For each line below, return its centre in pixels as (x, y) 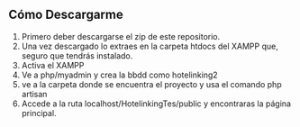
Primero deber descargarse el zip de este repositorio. (121, 36)
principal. (39, 113)
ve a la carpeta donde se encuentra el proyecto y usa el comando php (151, 84)
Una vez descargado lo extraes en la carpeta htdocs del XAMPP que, (150, 46)
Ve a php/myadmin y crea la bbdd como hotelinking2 (119, 75)
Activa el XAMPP (53, 65)
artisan (34, 94)
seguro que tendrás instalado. (77, 55)
